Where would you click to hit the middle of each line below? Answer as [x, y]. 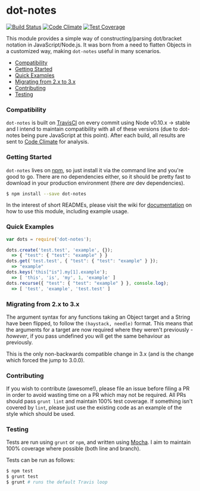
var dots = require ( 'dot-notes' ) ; [49, 239]
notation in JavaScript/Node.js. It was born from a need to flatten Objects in [99, 45]
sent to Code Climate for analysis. [48, 142]
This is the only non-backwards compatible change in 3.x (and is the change [100, 354]
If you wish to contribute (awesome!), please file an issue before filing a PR [98, 389]
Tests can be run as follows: [41, 460]
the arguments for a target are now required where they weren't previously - [100, 330]
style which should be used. [41, 414]
